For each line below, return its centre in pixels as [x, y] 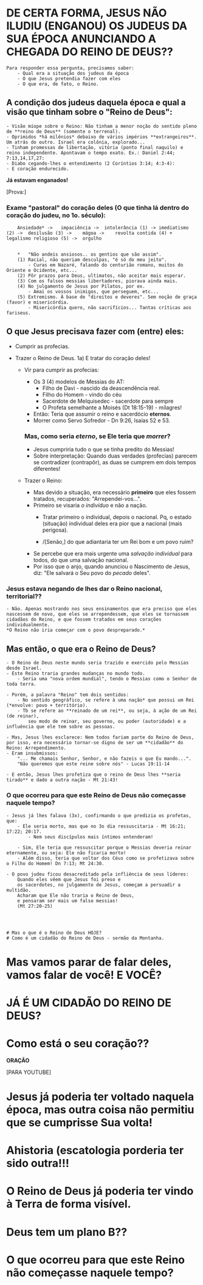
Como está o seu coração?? [78, 1044]
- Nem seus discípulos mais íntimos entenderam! [91, 837]
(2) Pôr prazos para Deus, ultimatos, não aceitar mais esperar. [102, 276]
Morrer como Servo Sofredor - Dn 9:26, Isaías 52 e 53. [102, 420]
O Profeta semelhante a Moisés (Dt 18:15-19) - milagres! [112, 407]
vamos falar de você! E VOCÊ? [84, 975]
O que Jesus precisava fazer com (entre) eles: [95, 332]
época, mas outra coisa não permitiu [100, 1110]
